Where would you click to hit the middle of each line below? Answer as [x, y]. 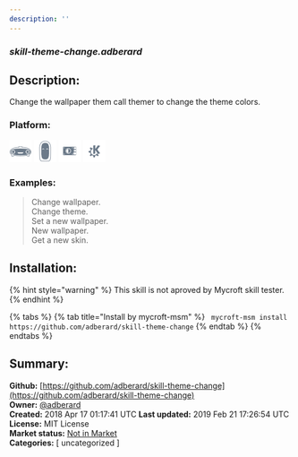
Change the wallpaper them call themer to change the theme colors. [135, 102]
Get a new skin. [60, 240]
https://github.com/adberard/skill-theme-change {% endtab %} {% [136, 326]
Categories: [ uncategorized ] [64, 443]
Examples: [33, 182]
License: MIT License [49, 423]
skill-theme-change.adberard [76, 51]
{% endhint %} [37, 299]
